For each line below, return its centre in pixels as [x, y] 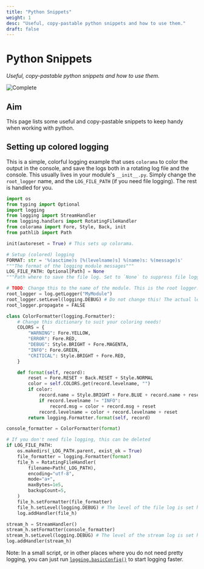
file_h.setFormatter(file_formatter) [65, 502]
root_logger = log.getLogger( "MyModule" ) [59, 294]
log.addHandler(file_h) [47, 513]
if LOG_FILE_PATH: [29, 445]
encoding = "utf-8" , [51, 473]
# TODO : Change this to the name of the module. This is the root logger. [103, 288]
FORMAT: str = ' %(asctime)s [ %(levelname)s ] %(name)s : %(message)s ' [95, 260]
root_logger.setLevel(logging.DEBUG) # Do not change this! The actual [99, 299]
